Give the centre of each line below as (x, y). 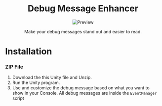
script (18, 98)
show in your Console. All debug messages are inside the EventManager (84, 93)
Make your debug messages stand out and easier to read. (83, 31)
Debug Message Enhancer (83, 9)
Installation (29, 52)
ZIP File (14, 67)
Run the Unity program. (36, 83)
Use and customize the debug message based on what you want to (81, 88)
